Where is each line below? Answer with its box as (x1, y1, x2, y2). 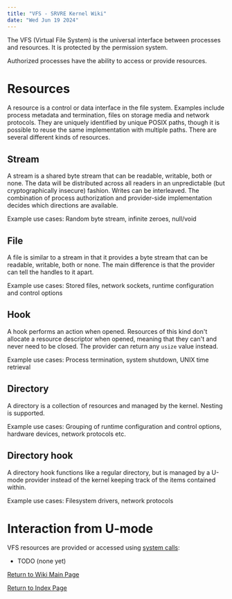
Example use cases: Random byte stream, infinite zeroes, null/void (7, 214, 197, 223)
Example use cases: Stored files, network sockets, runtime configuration (7, 282, 215, 290)
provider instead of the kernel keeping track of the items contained (25, 475, 216, 484)
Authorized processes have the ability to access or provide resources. (7, 56, 208, 65)
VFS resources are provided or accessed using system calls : (7, 543, 180, 552)
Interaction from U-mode (7, 521, 154, 537)
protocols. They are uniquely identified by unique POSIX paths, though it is (7, 119, 220, 127)
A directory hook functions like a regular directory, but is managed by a (7, 468, 211, 476)
